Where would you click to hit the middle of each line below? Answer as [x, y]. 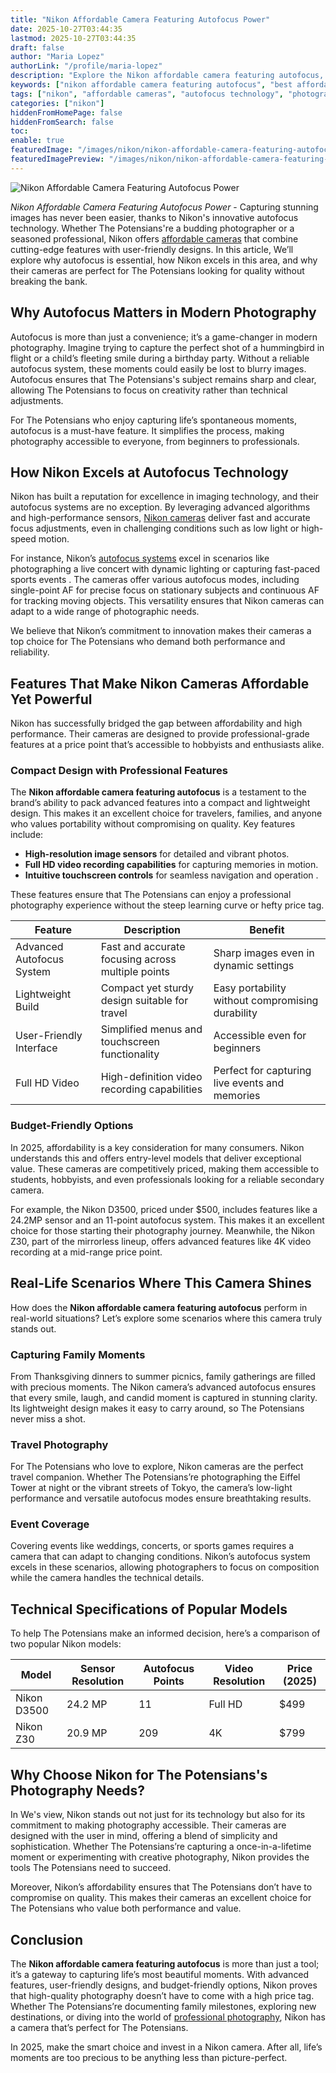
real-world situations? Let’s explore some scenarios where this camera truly [166, 1318]
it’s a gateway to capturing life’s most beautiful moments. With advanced [160, 1974]
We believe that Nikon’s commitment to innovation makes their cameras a [161, 631]
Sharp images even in [264, 953]
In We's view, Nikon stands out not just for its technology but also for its [158, 1815]
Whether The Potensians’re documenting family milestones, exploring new [163, 2006]
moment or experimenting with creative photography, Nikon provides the [160, 1857]
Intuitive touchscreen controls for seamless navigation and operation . [171, 875]
